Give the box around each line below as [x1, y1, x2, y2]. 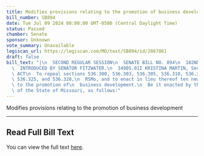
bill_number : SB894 [6, 15, 56, 21]
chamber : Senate [6, 31, 47, 37]
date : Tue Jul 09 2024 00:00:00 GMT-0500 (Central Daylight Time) [6, 20, 178, 26]
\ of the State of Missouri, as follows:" [12, 88, 121, 94]
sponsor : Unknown [6, 37, 50, 43]
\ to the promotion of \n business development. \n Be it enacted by [12, 82, 191, 88]
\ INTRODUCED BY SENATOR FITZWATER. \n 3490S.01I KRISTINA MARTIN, [12, 65, 189, 71]
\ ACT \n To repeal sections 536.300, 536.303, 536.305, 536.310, [12, 71, 183, 77]
